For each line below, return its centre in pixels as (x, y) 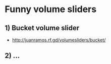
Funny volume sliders (51, 9)
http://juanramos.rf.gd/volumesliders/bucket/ (59, 40)
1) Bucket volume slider (42, 28)
